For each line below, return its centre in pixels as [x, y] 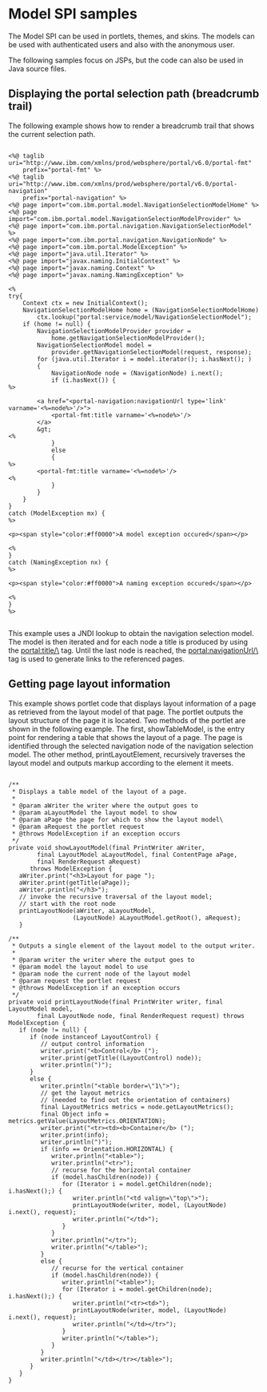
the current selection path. [52, 134]
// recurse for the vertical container [117, 1268]
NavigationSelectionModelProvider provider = [114, 331]
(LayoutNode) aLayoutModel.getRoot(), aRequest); [157, 918]
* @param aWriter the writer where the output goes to [105, 806]
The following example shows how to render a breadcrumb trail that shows [132, 126]
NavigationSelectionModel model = [94, 345]
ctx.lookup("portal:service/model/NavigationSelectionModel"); [144, 317]
